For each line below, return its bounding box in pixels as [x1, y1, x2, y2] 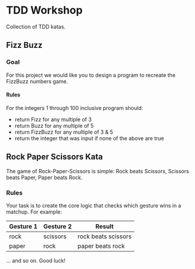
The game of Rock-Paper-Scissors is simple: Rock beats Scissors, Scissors [6, 167, 189, 174]
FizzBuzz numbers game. [6, 77, 69, 85]
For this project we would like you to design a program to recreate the [6, 72, 176, 79]
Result [95, 222, 114, 231]
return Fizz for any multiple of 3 [14, 116, 92, 123]
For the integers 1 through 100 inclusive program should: [6, 104, 144, 111]
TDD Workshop [6, 4, 83, 17]
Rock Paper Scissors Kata [6, 152, 103, 162]
